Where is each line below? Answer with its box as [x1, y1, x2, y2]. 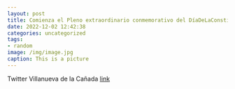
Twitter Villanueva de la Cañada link [7, 74, 111, 83]
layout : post [7, 10, 45, 17]
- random [7, 42, 33, 49]
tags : [7, 36, 23, 43]
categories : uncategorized [7, 29, 86, 37]
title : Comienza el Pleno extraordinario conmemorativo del [7, 17, 187, 24]
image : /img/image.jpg [7, 49, 73, 56]
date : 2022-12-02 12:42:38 [7, 23, 86, 30]
